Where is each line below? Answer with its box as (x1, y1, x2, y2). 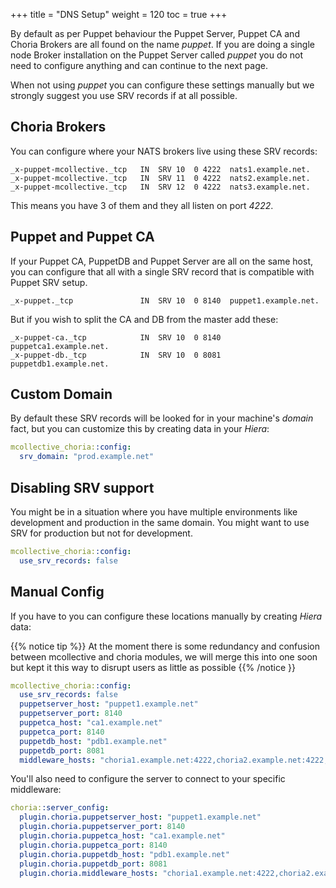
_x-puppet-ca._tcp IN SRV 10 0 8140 (10, 332, 222, 343)
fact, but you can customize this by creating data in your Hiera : (10, 423, 270, 435)
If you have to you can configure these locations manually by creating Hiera (10, 610, 323, 622)
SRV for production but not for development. (10, 527, 193, 539)
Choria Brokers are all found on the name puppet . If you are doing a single (10, 39, 315, 50)
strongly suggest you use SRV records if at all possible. (10, 90, 238, 101)
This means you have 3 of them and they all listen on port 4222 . (10, 199, 274, 211)
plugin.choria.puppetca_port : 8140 (19, 840, 168, 850)
